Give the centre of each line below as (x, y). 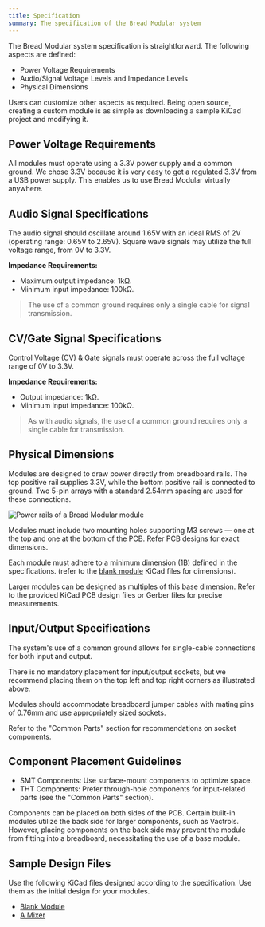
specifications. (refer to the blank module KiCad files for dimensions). (122, 570)
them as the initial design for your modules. (79, 891)
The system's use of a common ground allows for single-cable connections (132, 648)
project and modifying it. (49, 119)
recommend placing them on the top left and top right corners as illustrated (131, 680)
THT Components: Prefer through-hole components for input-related (132, 789)
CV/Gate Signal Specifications (85, 339)
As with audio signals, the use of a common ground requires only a (137, 420)
